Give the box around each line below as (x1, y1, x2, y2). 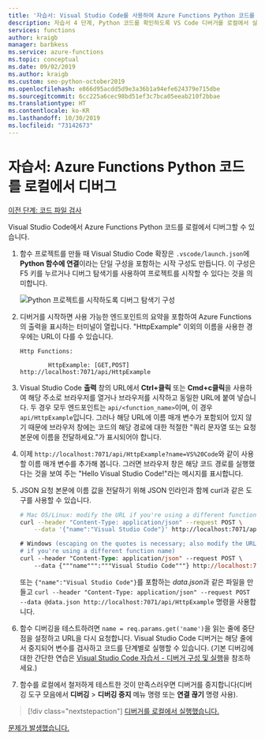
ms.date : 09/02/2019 (8, 63, 77, 71)
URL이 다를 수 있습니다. (40, 331, 114, 341)
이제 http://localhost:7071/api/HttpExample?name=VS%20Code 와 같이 (19, 449, 240, 458)
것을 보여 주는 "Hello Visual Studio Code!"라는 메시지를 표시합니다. (34, 469, 244, 478)
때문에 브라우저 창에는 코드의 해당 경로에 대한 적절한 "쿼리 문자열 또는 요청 (28, 422, 256, 432)
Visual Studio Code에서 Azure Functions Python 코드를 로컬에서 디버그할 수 (8, 222, 247, 231)
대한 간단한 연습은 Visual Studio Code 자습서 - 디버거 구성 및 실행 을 (19, 652, 230, 663)
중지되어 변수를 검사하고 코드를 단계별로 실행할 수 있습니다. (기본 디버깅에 (28, 643, 254, 652)
